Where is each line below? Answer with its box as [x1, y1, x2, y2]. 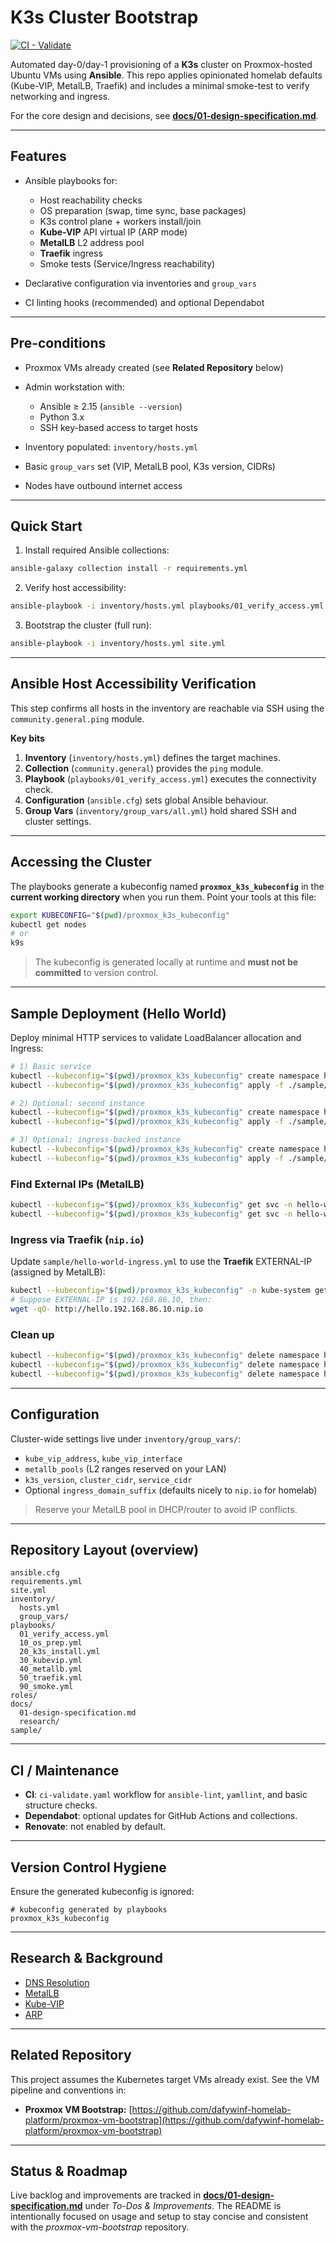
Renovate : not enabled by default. [24, 1821, 167, 1833]
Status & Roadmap [10, 2162, 128, 2180]
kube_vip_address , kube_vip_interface [24, 1452, 183, 1464]
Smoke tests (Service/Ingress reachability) [39, 257, 216, 270]
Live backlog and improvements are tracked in [10, 2189, 202, 2201]
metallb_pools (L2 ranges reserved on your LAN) [24, 1462, 227, 1475]
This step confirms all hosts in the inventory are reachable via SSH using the [10, 702, 325, 714]
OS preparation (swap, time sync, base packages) [39, 204, 247, 216]
